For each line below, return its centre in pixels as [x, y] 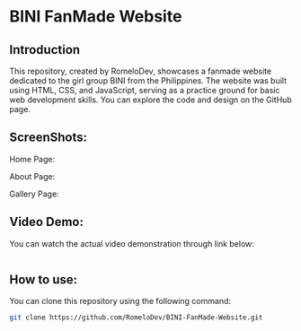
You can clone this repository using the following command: [120, 301]
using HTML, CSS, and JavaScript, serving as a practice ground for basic [145, 90]
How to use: [44, 280]
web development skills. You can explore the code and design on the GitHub [150, 100]
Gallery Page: [35, 194]
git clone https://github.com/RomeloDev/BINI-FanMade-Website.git [136, 318]
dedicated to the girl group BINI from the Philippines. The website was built [148, 81]
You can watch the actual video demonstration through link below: [132, 243]
